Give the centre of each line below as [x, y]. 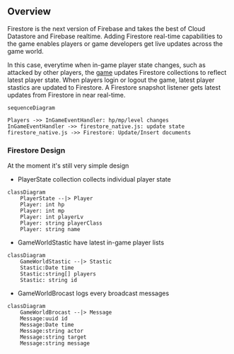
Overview [29, 12]
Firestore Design [36, 150]
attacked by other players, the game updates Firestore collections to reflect [117, 72]
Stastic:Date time [47, 268]
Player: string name [50, 230]
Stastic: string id [49, 281]
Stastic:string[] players [58, 274]
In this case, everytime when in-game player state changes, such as [107, 65]
